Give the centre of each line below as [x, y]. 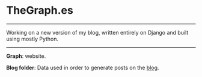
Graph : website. [26, 56]
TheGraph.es [40, 10]
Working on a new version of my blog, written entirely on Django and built [97, 32]
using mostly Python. [32, 39]
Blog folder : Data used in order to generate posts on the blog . [83, 67]
